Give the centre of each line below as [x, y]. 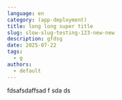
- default [27, 71]
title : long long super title [50, 26]
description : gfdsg [35, 39]
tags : [15, 52]
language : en [26, 13]
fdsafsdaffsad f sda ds [39, 90]
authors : [20, 64]
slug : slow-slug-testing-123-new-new [61, 33]
